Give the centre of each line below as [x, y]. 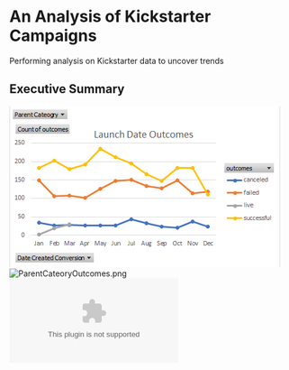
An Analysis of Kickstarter [110, 17]
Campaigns [53, 36]
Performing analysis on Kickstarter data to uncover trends [117, 60]
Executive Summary [67, 89]
